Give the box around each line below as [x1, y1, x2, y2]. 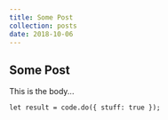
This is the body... [9, 86, 75, 97]
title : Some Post [9, 12, 74, 22]
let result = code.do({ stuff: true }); [9, 103, 162, 112]
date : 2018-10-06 [9, 29, 74, 38]
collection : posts [9, 21, 77, 30]
